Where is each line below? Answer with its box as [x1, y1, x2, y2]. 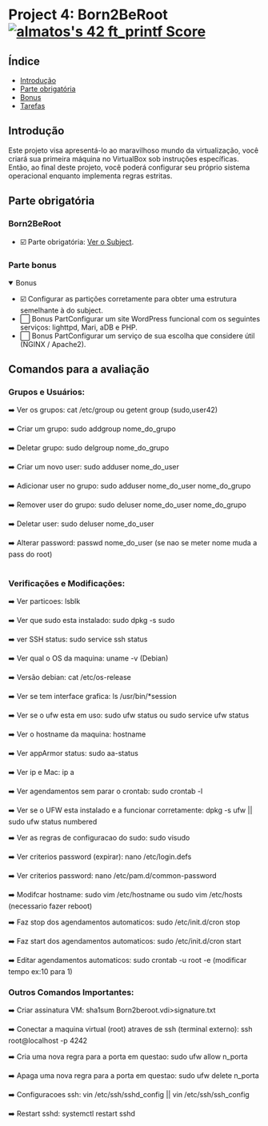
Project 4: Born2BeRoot [8, 6, 168, 24]
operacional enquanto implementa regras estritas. [8, 170, 173, 181]
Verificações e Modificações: [8, 577, 126, 589]
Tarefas [19, 102, 46, 110]
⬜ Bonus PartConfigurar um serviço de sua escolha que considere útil [19, 330, 255, 341]
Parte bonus [8, 260, 58, 271]
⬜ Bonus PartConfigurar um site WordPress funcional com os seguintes [19, 313, 261, 323]
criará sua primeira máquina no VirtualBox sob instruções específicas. [8, 154, 239, 163]
